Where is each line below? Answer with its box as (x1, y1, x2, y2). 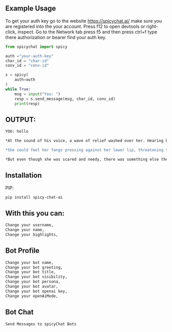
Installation (5, 171, 42, 180)
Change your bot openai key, (5, 288, 68, 294)
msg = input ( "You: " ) (14, 91, 60, 97)
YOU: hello (5, 129, 29, 134)
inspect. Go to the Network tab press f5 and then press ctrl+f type (17, 28, 158, 35)
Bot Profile (5, 247, 40, 255)
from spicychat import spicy (5, 44, 68, 49)
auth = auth (14, 77, 36, 82)
